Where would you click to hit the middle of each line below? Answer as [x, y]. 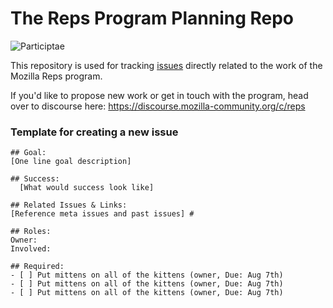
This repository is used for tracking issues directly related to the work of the [166, 65]
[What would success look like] [87, 188]
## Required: [37, 267]
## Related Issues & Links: [69, 205]
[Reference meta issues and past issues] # [102, 214]
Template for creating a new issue [94, 132]
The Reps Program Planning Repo [152, 18]
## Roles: [31, 232]
